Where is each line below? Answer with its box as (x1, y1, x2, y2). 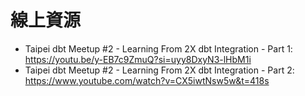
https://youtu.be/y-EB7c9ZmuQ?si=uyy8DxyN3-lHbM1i (24, 53, 252, 65)
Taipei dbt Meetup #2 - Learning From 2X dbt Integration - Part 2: (24, 64, 295, 76)
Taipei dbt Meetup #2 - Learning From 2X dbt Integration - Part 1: (24, 42, 293, 55)
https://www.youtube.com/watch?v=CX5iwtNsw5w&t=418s (24, 74, 270, 86)
